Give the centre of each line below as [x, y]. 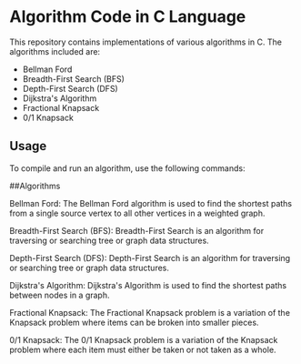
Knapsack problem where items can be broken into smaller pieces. [134, 322]
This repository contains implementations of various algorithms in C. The [145, 42]
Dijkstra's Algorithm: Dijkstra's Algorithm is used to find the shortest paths [148, 285]
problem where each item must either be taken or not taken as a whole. [143, 349]
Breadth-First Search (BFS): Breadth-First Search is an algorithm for [137, 230]
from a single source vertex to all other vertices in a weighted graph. [137, 213]
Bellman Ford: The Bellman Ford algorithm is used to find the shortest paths [151, 203]
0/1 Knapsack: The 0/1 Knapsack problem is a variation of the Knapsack [144, 339]
